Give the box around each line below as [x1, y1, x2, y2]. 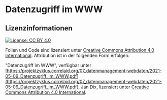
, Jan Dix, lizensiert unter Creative [78, 84, 149, 90]
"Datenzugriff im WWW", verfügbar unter [5, 62, 92, 68]
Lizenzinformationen [5, 24, 73, 32]
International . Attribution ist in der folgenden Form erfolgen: [5, 52, 130, 58]
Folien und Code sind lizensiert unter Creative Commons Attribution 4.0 [5, 47, 155, 53]
